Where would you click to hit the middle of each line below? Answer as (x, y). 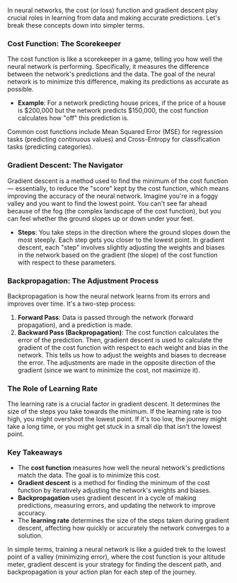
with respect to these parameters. (67, 262)
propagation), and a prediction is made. (75, 325)
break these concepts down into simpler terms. (76, 25)
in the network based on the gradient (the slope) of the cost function (117, 255)
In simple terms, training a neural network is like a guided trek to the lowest (117, 550)
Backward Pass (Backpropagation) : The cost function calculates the (118, 332)
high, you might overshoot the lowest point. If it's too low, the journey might (117, 419)
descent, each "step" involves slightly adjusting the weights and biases (121, 247)
